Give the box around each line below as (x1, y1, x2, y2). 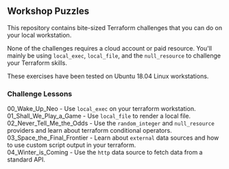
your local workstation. (7, 31, 72, 39)
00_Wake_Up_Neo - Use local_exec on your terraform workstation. (7, 105, 196, 113)
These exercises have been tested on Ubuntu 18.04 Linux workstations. (7, 72, 209, 80)
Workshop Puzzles (7, 5, 90, 17)
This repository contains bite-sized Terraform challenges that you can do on (7, 23, 223, 31)
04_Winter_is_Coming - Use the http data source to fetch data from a (7, 148, 203, 157)
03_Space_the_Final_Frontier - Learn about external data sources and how (7, 133, 219, 142)
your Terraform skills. (7, 58, 67, 67)
